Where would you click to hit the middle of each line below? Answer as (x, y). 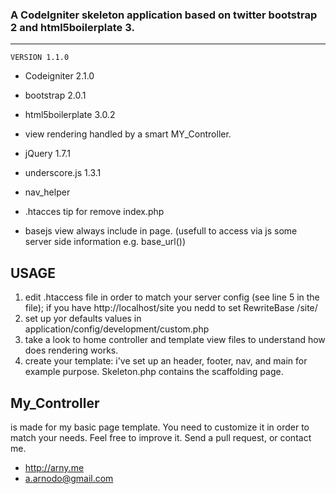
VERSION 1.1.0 (40, 58)
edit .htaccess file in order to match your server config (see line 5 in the (172, 297)
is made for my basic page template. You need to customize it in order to (160, 427)
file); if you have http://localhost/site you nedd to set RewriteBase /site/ (171, 308)
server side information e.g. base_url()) (105, 242)
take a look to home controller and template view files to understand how (175, 340)
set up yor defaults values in (83, 319)
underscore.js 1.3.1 (63, 173)
